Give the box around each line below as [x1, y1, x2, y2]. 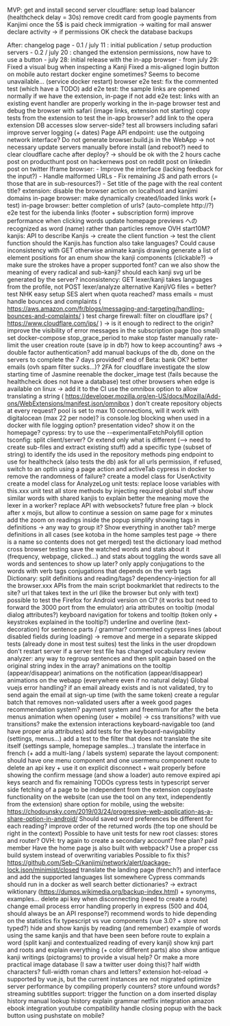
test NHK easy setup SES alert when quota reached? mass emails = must [7, 290, 214, 298]
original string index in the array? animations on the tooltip [7, 662, 171, 669]
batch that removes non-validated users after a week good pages [7, 698, 192, 706]
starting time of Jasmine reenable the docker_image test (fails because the [7, 370, 218, 378]
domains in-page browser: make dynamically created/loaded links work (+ [7, 194, 217, 202]
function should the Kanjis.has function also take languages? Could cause [7, 239, 216, 247]
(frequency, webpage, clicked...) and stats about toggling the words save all [7, 552, 221, 560]
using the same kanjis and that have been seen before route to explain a [7, 931, 210, 939]
